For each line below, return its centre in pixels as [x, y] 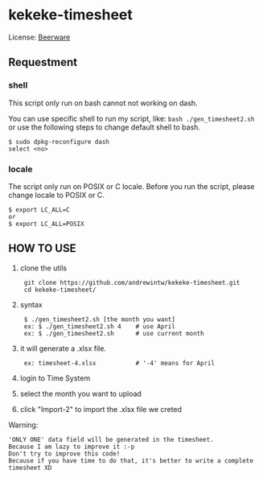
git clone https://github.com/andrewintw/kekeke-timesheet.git [132, 282]
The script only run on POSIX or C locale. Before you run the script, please [131, 186]
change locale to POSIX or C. [56, 195]
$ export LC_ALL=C [39, 210]
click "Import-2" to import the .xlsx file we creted [101, 409]
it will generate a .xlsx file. [63, 348]
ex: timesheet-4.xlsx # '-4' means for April [119, 363]
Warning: [23, 425]
